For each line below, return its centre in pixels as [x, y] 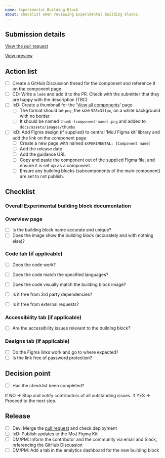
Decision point [28, 374]
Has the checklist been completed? [48, 385]
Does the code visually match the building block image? [69, 284]
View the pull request [27, 46]
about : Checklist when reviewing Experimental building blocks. [73, 14]
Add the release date [41, 148]
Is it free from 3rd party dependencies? [52, 294]
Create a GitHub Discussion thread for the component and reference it [84, 83]
